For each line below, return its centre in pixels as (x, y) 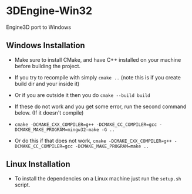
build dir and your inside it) (47, 83)
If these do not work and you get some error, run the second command (100, 106)
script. (22, 185)
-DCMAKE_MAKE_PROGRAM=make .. (112, 146)
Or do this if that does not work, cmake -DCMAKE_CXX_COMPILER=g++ (93, 141)
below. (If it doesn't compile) (49, 112)
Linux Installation (38, 164)
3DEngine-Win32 (49, 11)
